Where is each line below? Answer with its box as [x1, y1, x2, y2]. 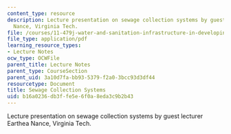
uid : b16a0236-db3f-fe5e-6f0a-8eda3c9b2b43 [7, 93, 134, 100]
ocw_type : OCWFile [7, 55, 60, 62]
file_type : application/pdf [7, 36, 88, 43]
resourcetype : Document [7, 80, 76, 87]
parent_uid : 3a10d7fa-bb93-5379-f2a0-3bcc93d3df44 [7, 74, 155, 81]
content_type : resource [7, 10, 76, 17]
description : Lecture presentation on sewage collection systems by [7, 16, 208, 23]
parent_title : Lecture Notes [7, 61, 91, 68]
